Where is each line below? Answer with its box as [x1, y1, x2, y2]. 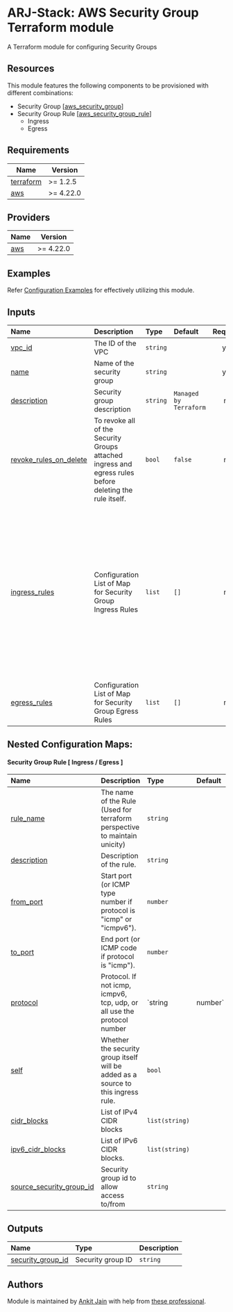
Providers [7, 211, 51, 223]
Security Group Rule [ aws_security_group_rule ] [17, 109, 152, 117]
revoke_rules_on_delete [10, 455, 88, 464]
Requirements [7, 145, 69, 156]
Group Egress [94, 707, 139, 716]
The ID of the [94, 338, 137, 348]
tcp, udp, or [100, 997, 139, 1007]
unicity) [100, 839, 126, 849]
